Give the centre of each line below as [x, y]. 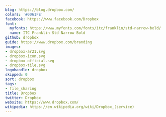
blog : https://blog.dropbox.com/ [40, 10]
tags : [11, 84]
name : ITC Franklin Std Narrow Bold [47, 33]
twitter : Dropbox [23, 98]
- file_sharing [21, 88]
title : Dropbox [21, 93]
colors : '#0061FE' [24, 14]
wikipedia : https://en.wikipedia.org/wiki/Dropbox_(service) [70, 107]
